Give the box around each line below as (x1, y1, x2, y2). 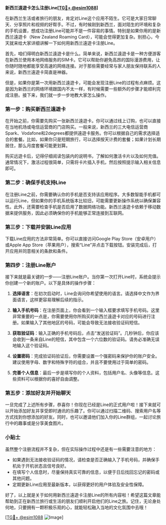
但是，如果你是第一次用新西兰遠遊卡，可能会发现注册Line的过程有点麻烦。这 (5, 80, 161, 86)
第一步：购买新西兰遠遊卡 (5, 105, 66, 112)
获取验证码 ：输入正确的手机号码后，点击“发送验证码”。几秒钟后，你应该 (12, 330, 160, 336)
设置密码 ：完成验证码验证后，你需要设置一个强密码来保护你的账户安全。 (12, 353, 160, 359)
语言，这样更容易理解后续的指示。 (16, 297, 86, 303)
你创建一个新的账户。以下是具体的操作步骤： (5, 280, 96, 286)
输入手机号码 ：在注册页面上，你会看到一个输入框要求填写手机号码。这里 (12, 307, 160, 314)
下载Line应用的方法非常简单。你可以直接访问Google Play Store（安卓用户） (5, 235, 159, 242)
